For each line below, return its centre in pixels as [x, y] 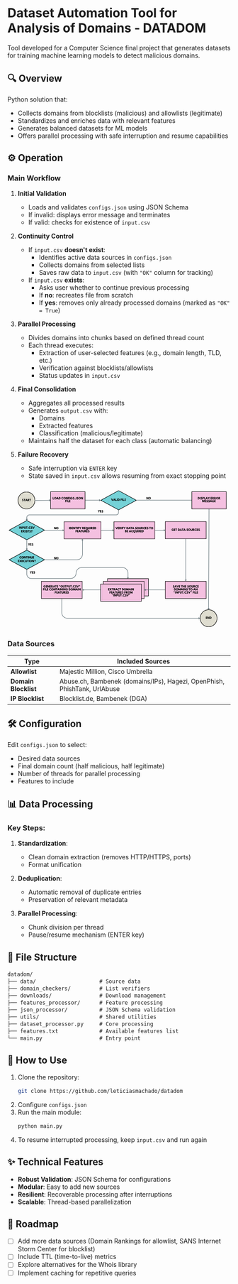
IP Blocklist [27, 699]
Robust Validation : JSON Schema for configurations [94, 1179]
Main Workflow [34, 178]
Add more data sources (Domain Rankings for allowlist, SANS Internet [119, 1241]
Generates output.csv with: [68, 410]
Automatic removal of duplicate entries [85, 892]
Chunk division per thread [66, 927]
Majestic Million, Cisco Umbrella [106, 671]
